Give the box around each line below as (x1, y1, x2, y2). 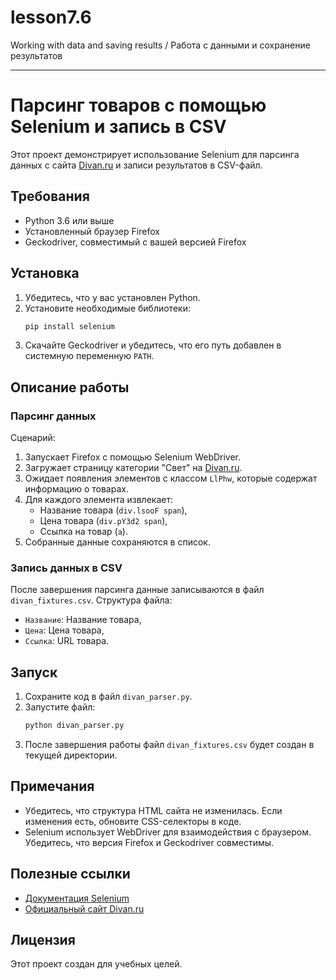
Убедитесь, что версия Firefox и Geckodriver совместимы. (24, 836, 275, 848)
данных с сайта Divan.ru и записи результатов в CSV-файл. (10, 159, 263, 171)
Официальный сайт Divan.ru (24, 902, 145, 915)
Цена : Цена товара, (24, 624, 105, 636)
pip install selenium (24, 321, 115, 331)
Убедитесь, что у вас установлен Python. (24, 291, 201, 303)
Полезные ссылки (10, 866, 131, 883)
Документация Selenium (24, 892, 130, 904)
